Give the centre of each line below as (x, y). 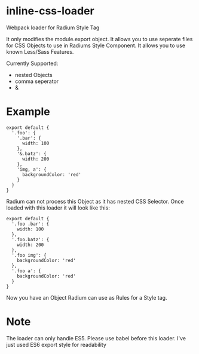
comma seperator (37, 81)
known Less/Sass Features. (40, 51)
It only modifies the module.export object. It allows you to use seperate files (99, 39)
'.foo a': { (27, 271)
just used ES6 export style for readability (56, 344)
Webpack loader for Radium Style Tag (53, 27)
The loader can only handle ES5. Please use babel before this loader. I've (96, 338)
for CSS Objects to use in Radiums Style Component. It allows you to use (96, 45)
